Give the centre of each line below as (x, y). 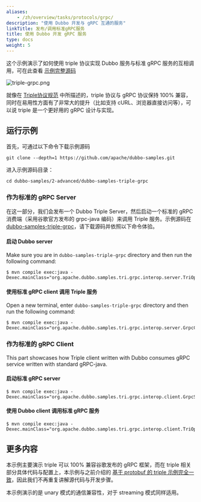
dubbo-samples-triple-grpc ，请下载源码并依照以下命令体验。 (82, 226)
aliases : (17, 12)
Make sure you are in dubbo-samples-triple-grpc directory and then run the (99, 255)
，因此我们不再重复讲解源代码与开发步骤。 (64, 479)
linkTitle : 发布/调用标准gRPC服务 (45, 29)
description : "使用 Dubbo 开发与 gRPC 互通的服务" (66, 23)
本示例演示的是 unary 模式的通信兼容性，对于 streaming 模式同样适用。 (94, 492)
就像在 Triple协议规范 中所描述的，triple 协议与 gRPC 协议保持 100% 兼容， (99, 95)
